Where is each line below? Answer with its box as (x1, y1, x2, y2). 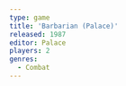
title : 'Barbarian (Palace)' (9, 21, 119, 30)
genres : (9, 55, 39, 64)
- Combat (17, 64, 50, 73)
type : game (9, 13, 50, 22)
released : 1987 (9, 30, 67, 39)
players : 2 (9, 47, 50, 56)
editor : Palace (9, 38, 67, 47)
